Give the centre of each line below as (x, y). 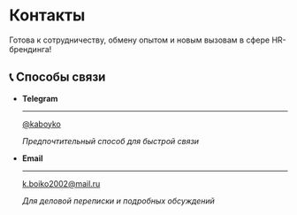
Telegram (40, 98)
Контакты (47, 15)
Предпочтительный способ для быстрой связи (110, 141)
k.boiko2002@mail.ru (61, 183)
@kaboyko (42, 124)
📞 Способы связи (57, 77)
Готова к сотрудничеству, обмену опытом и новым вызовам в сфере (140, 40)
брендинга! (30, 49)
